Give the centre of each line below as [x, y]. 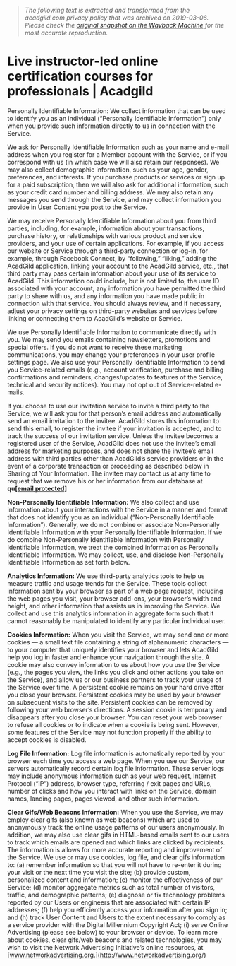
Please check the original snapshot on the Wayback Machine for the [124, 25]
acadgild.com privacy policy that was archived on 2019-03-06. [117, 18]
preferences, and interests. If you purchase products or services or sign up [116, 177]
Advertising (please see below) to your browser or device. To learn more [113, 932]
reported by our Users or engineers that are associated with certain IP [109, 902]
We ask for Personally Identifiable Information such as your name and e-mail [118, 147]
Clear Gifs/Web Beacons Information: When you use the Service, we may [116, 812]
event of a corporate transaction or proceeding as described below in [108, 466]
